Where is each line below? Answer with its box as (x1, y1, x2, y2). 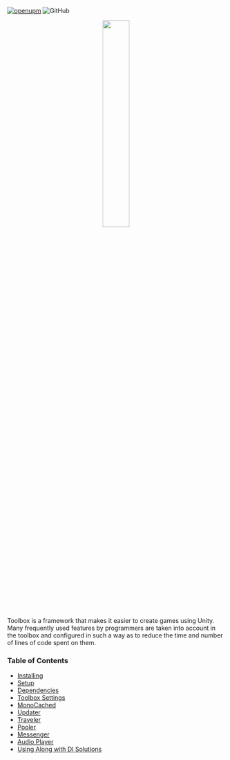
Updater (17, 708, 41, 716)
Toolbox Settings (17, 694, 66, 702)
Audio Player (17, 738, 54, 746)
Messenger (17, 730, 50, 739)
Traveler (17, 716, 41, 724)
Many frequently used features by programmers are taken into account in (7, 624, 216, 632)
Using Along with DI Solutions (17, 745, 102, 754)
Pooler (17, 723, 37, 732)
